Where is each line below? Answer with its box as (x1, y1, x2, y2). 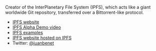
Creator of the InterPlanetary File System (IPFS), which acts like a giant (5, 4, 151, 10)
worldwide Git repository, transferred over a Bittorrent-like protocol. (5, 9, 144, 15)
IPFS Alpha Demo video (12, 24, 61, 30)
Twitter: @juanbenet (12, 40, 54, 46)
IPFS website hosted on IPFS (12, 35, 72, 41)
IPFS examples (12, 30, 43, 35)
